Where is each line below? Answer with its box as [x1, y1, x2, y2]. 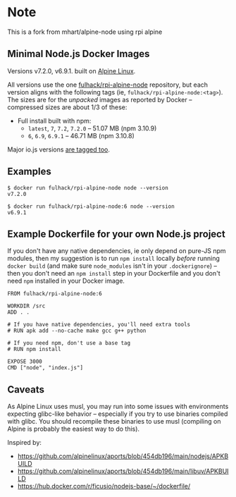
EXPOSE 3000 [7, 358, 42, 365]
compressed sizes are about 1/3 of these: [7, 103, 128, 111]
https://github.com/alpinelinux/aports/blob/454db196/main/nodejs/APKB [17, 452, 229, 460]
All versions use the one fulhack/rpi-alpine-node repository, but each [7, 80, 209, 89]
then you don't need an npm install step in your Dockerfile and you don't [7, 269, 221, 278]
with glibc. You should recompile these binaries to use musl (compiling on [7, 417, 221, 426]
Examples [7, 166, 51, 178]
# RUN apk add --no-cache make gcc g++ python [7, 327, 147, 335]
